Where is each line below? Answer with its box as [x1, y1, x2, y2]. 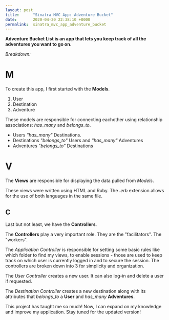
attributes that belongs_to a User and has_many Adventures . [5, 293, 135, 300]
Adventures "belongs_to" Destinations [12, 143, 94, 149]
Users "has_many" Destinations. [12, 132, 82, 138]
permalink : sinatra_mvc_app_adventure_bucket [5, 21, 107, 27]
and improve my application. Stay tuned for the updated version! [5, 309, 141, 315]
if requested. [5, 278, 32, 284]
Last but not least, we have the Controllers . [5, 221, 97, 227]
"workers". [5, 236, 28, 243]
